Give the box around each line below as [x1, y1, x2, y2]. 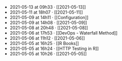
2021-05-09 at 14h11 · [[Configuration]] [9, 15, 89, 20]
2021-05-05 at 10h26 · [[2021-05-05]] [9, 51, 87, 57]
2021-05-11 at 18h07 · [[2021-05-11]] [9, 9, 83, 15]
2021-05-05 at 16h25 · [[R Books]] [9, 41, 79, 46]
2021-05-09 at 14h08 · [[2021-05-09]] [9, 20, 87, 25]
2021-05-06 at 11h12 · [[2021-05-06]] [9, 35, 85, 41]
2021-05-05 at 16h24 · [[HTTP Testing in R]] [9, 46, 99, 51]
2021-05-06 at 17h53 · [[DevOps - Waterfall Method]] [9, 30, 118, 36]
